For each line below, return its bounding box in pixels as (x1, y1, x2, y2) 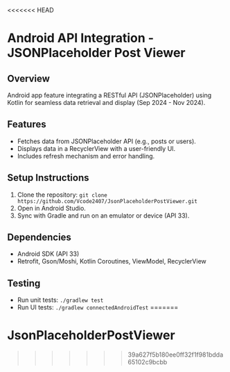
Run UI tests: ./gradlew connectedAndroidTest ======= (17, 303, 179, 312)
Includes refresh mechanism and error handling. (17, 152, 155, 160)
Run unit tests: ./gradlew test (17, 296, 104, 305)
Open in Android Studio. (17, 204, 87, 212)
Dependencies (7, 232, 71, 243)
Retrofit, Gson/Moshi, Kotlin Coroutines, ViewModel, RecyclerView (17, 257, 206, 266)
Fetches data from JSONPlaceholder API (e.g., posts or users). (17, 137, 196, 145)
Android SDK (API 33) (17, 250, 80, 258)
